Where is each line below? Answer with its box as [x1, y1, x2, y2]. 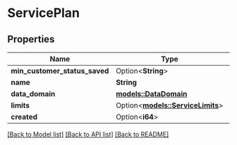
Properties [7, 33, 55, 45]
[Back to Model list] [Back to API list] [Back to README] [7, 130, 169, 139]
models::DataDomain [116, 89, 188, 98]
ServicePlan [7, 5, 80, 21]
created [11, 112, 37, 122]
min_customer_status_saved [11, 66, 109, 76]
